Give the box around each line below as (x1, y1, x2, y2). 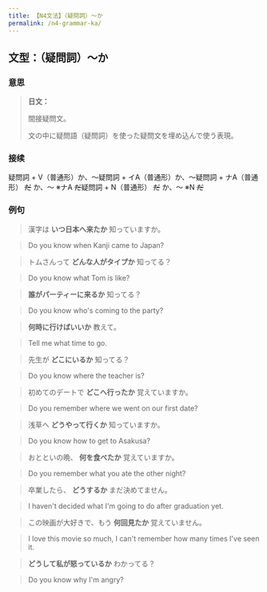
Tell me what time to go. (27, 338, 108, 347)
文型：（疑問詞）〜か (8, 51, 109, 64)
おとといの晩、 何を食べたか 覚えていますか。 (27, 452, 179, 462)
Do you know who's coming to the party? (27, 306, 164, 315)
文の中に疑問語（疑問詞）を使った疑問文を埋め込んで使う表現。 (27, 131, 238, 140)
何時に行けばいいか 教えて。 (27, 322, 122, 331)
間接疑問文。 (27, 114, 70, 124)
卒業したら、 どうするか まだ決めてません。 (27, 485, 172, 494)
